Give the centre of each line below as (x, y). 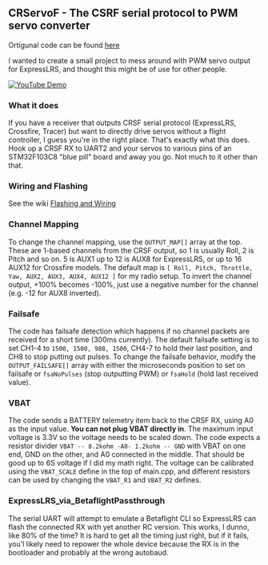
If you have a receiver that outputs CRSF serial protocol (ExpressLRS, (122, 123)
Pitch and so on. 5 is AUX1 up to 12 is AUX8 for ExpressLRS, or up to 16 (125, 259)
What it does (34, 105)
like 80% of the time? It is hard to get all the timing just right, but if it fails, (129, 535)
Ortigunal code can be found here (64, 45)
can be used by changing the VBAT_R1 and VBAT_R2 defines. (105, 480)
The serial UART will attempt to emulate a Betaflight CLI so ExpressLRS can (132, 518)
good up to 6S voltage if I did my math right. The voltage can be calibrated (131, 463)
